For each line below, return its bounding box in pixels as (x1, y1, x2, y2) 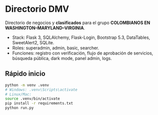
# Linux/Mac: (5, 92, 32, 97)
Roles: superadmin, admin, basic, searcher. (12, 45, 99, 51)
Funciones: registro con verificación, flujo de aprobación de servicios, (12, 50, 153, 56)
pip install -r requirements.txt (5, 101, 73, 106)
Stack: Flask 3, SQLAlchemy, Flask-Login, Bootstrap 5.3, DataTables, (12, 34, 150, 40)
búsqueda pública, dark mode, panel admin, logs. (12, 55, 112, 61)
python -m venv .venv (5, 83, 49, 87)
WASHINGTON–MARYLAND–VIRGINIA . (5, 25, 86, 30)
